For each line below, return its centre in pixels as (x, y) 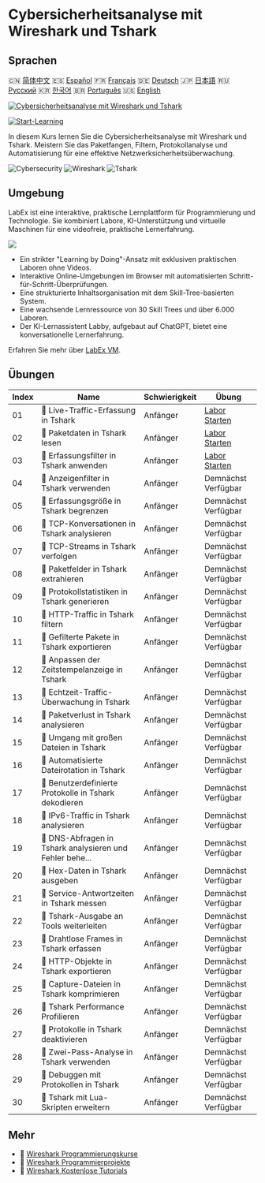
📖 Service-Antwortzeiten (88, 893)
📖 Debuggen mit (71, 1074)
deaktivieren (64, 1039)
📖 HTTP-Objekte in (77, 961)
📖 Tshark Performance (83, 1006)
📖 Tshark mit (65, 1097)
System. (33, 300)
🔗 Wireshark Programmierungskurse (78, 1154)
